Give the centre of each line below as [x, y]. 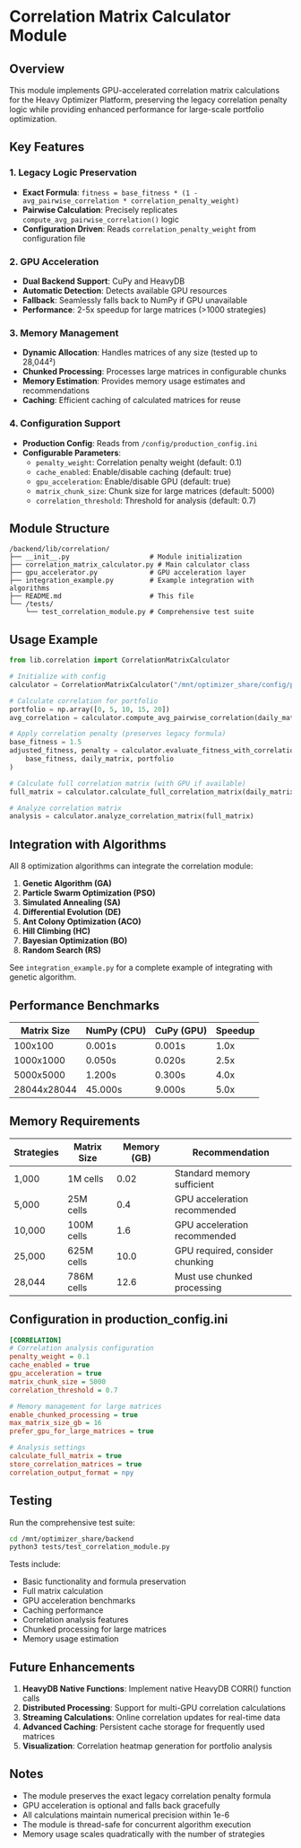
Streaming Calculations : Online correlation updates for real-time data [151, 1718]
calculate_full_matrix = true [66, 1456]
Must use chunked [213, 1276]
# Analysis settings [48, 1448]
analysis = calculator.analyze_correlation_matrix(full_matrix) [132, 816]
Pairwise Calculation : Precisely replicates [99, 209]
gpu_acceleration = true [56, 1374]
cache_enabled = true [50, 1365]
